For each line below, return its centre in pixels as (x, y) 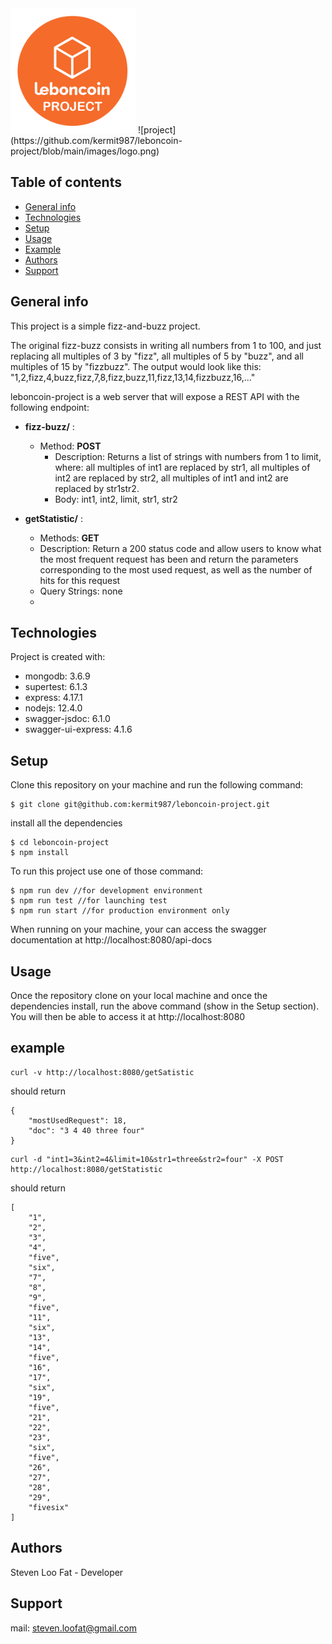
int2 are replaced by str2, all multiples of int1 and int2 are (171, 478)
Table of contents (66, 182)
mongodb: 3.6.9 (57, 676)
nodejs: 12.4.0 (53, 708)
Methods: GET (69, 538)
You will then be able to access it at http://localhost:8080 (128, 1017)
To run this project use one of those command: (107, 871)
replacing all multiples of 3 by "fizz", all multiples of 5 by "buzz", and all (157, 356)
